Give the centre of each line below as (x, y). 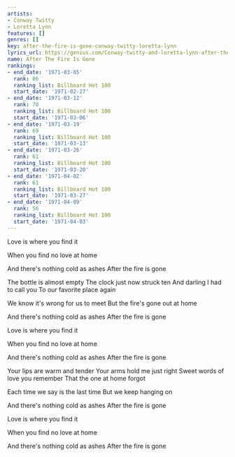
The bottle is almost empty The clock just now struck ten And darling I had (114, 282)
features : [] (26, 33)
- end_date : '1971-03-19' (45, 124)
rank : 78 (26, 105)
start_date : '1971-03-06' (51, 117)
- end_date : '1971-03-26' (45, 150)
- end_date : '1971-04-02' (45, 176)
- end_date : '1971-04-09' (45, 202)
